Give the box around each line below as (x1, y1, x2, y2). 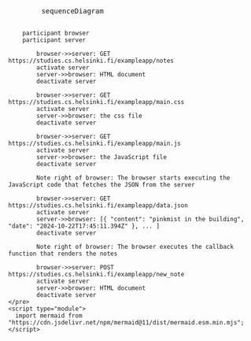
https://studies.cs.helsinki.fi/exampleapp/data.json (8, 202, 189, 209)
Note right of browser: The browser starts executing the (36, 174, 231, 182)
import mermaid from (15, 312, 83, 320)
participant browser (22, 29, 90, 37)
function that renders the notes (8, 250, 118, 258)
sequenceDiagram (41, 7, 104, 15)
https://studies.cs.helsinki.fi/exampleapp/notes (8, 57, 175, 65)
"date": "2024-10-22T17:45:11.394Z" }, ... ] (8, 222, 160, 230)
